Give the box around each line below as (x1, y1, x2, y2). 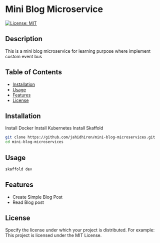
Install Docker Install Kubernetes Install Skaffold (5, 125, 103, 131)
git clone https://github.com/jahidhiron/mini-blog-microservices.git (5, 135, 155, 140)
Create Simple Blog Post (12, 194, 63, 200)
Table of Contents (5, 68, 62, 76)
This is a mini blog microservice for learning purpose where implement (5, 48, 151, 54)
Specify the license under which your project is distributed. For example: (5, 227, 155, 233)
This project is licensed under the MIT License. (5, 232, 102, 238)
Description (5, 35, 42, 43)
